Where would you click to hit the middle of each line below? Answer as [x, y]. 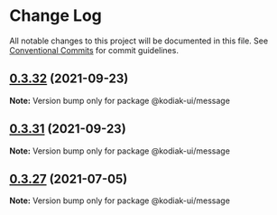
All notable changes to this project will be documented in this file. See [139, 41]
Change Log [55, 16]
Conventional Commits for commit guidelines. [94, 50]
